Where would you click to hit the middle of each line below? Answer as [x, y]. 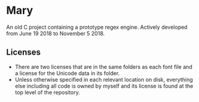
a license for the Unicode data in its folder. [67, 73]
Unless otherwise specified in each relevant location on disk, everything [104, 79]
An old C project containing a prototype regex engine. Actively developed [97, 27]
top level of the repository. [47, 92]
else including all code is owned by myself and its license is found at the [104, 86]
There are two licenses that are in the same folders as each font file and [104, 67]
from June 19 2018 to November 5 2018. [55, 33]
